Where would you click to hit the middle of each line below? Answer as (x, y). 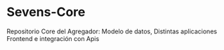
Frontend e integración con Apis (53, 38)
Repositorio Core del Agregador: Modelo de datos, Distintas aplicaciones (112, 31)
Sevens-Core (46, 12)
